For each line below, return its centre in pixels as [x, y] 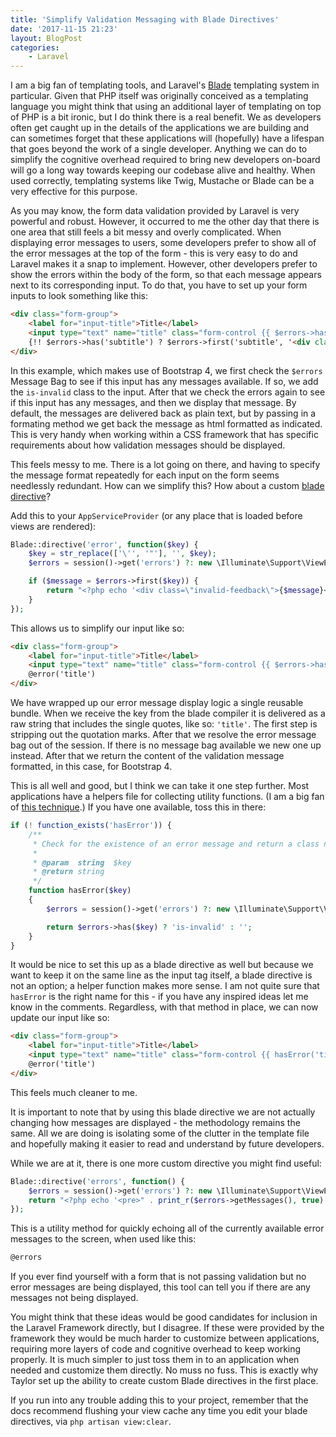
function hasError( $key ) [80, 891]
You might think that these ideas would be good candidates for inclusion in [164, 1317]
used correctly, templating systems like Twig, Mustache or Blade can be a [162, 181]
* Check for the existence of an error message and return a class [176, 844]
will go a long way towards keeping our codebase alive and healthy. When [163, 170]
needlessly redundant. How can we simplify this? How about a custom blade [167, 485]
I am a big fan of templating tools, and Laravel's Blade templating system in [165, 85]
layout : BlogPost [46, 38]
